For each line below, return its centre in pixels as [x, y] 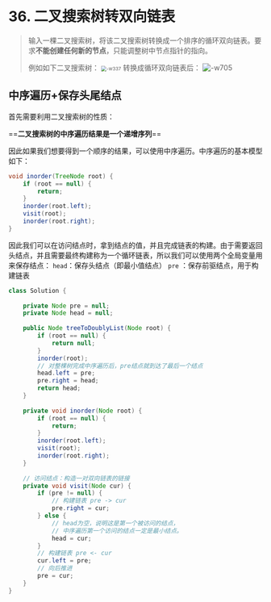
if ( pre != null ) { [70, 493]
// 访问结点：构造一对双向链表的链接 [77, 478]
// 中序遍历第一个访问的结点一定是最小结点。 [117, 531]
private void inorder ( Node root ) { [83, 411]
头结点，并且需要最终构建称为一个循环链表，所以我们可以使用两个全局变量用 [135, 255]
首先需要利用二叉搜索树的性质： [61, 116]
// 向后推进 [55, 569]
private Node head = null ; [68, 313]
